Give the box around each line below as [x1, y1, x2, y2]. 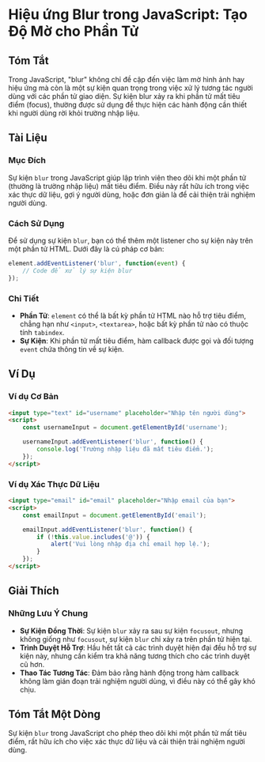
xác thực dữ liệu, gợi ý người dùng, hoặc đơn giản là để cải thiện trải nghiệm [8, 190, 256, 199]
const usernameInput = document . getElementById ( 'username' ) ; [22, 424, 228, 432]
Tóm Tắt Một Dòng [8, 707, 101, 721]
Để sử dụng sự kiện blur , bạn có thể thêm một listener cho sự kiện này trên [8, 236, 253, 245]
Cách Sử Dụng [8, 217, 65, 228]
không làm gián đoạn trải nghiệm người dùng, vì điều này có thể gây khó [19, 676, 256, 685]
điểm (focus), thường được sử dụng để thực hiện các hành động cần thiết [8, 100, 248, 109]
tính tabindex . [19, 327, 65, 337]
